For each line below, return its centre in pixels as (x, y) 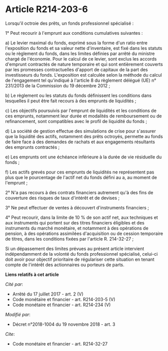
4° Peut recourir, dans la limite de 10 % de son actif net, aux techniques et (81, 217)
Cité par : (14, 284)
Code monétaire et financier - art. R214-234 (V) (62, 305)
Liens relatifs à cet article (32, 274)
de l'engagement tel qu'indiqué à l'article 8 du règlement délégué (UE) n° (81, 80)
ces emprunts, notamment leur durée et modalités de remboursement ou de (83, 116)
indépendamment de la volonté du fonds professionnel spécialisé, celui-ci (81, 254)
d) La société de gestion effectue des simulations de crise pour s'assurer (81, 131)
